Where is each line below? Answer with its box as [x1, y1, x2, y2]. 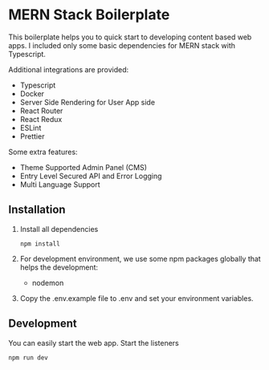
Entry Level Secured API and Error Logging [19, 171, 162, 181]
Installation [8, 203, 66, 217]
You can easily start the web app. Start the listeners [8, 338, 179, 348]
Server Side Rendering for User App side [19, 97, 155, 107]
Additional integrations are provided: [8, 64, 129, 74]
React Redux [19, 114, 63, 124]
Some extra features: [8, 147, 78, 157]
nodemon [31, 278, 64, 287]
